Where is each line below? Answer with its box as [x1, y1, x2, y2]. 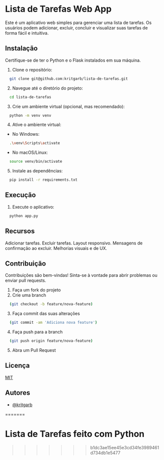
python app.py [9, 213, 38, 218]
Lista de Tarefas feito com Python [5, 428, 145, 439]
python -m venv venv [9, 113, 51, 118]
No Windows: [12, 131, 40, 137]
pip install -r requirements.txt [9, 177, 78, 182]
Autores [5, 388, 30, 397]
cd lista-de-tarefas [9, 95, 51, 99]
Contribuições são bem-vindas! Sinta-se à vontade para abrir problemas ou [5, 272, 158, 278]
